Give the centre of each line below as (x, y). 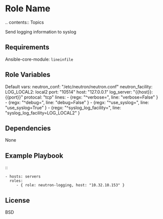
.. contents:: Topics (25, 22)
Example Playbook (34, 156)
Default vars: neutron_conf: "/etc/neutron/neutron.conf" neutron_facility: (79, 86)
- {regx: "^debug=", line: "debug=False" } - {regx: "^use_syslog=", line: (77, 102)
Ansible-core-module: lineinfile (39, 59)
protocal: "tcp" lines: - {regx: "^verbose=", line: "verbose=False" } (91, 97)
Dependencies (28, 128)
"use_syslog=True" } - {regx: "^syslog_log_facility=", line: (63, 108)
